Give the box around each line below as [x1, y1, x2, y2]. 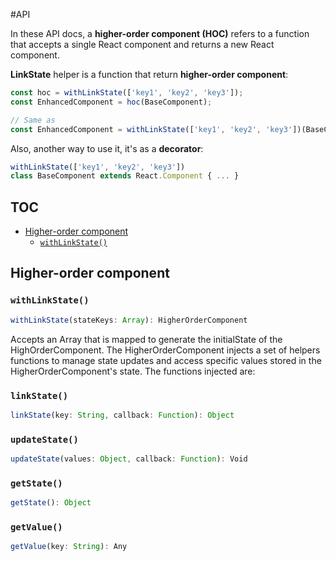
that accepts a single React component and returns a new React [10, 39, 275, 50]
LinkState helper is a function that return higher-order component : [10, 69, 289, 80]
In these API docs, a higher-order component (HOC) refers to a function [10, 28, 310, 39]
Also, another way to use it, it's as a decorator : [10, 142, 204, 154]
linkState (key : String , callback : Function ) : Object [10, 410, 235, 420]
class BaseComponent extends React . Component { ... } [10, 171, 240, 181]
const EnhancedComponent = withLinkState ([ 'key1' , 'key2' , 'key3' [10, 124, 293, 134]
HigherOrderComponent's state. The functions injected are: [10, 365, 256, 377]
